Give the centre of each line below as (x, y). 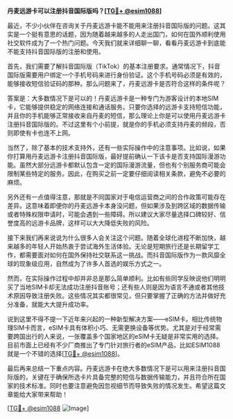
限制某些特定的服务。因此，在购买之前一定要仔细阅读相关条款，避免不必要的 (116, 173)
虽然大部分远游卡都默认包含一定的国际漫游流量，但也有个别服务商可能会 (122, 165)
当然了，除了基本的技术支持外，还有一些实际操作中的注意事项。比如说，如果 (116, 148)
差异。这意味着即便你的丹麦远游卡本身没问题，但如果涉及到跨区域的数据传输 (116, 206)
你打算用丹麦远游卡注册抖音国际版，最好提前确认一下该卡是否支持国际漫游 (113, 156)
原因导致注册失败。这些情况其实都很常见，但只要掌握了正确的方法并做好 (116, 296)
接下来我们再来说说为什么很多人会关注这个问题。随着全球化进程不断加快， (113, 238)
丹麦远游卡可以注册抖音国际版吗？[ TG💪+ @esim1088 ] (85, 11)
